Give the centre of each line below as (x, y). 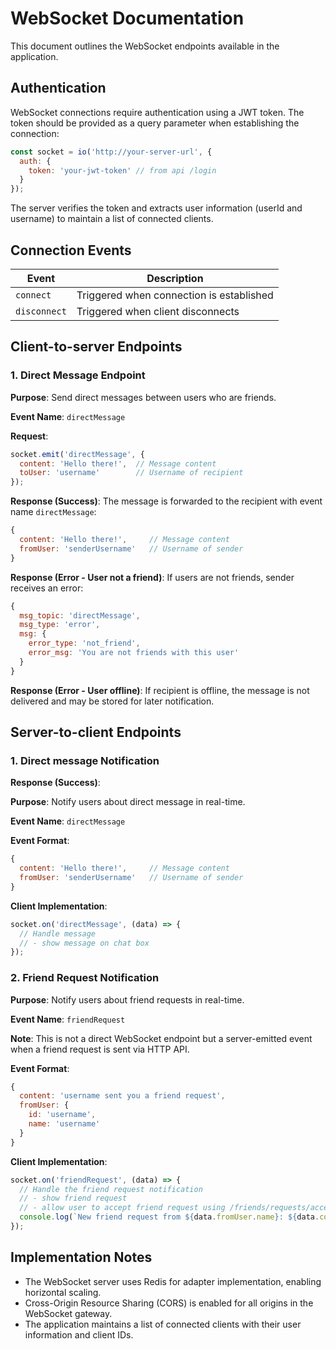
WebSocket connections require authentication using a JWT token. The (157, 112)
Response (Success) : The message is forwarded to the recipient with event (166, 501)
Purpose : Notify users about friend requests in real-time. (127, 999)
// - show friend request (73, 1198)
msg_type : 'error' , (60, 625)
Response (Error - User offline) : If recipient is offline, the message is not (160, 690)
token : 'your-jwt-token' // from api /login (122, 170)
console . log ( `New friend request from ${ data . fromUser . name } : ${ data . (169, 1217)
